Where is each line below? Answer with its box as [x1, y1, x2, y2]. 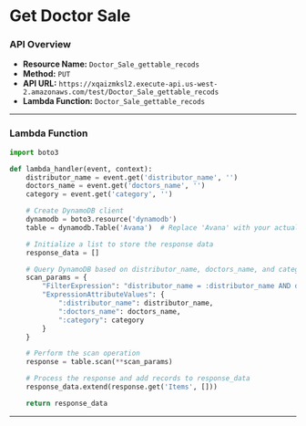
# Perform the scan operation [25, 348, 141, 358]
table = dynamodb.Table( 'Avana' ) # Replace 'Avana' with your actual [25, 223, 300, 233]
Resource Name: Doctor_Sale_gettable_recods [22, 58, 200, 69]
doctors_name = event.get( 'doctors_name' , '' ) [25, 182, 206, 191]
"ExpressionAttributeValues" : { [42, 290, 166, 299]
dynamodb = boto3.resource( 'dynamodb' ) [25, 215, 178, 224]
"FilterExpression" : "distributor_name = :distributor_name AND [42, 282, 291, 291]
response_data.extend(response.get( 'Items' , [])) [25, 382, 219, 392]
